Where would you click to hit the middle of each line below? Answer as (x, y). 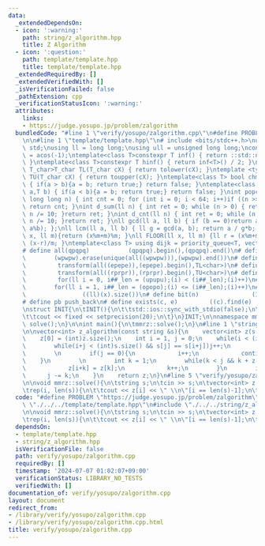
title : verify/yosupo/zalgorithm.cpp (70, 530)
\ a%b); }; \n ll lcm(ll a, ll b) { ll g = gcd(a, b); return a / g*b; (139, 229)
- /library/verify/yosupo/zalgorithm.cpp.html (86, 522)
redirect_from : (33, 508)
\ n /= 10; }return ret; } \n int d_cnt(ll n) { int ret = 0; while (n (139, 214)
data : (17, 15)
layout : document (37, 500)
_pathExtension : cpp (49, 96)
